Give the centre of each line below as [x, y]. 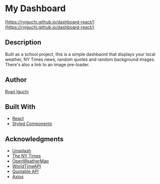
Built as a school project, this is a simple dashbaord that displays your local [80, 54]
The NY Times [27, 156]
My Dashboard [36, 9]
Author [16, 80]
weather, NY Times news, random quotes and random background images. [80, 59]
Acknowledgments [35, 139]
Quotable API [25, 171]
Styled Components [32, 124]
